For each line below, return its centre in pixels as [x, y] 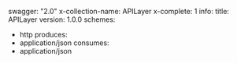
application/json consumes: [64, 43]
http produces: [44, 35]
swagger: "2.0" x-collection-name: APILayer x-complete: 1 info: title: [119, 11]
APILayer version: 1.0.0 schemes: [62, 19]
